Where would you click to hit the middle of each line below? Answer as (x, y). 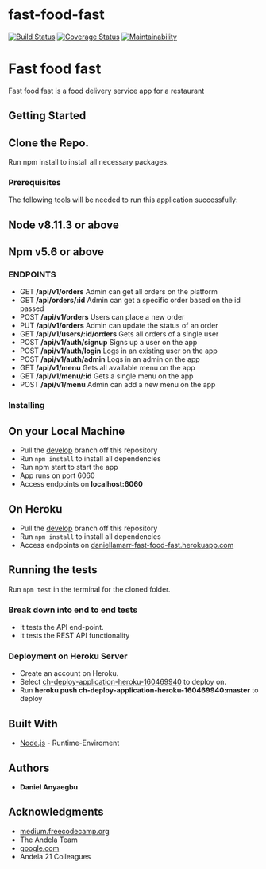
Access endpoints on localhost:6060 (81, 484)
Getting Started (47, 116)
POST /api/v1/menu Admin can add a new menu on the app (118, 385)
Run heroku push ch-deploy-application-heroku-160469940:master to (139, 690)
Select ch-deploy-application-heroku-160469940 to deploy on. (123, 682)
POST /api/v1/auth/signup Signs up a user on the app (108, 343)
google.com (39, 848)
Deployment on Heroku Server (68, 656)
